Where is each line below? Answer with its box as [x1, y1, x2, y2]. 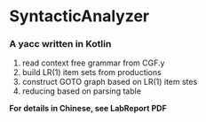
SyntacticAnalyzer [9, 6, 149, 27]
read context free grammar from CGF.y [21, 57, 165, 68]
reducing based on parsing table [21, 86, 142, 96]
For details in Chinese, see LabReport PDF [9, 103, 167, 114]
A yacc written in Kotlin [9, 38, 112, 50]
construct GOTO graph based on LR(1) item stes [21, 77, 198, 88]
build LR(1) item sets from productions [21, 67, 162, 78]
